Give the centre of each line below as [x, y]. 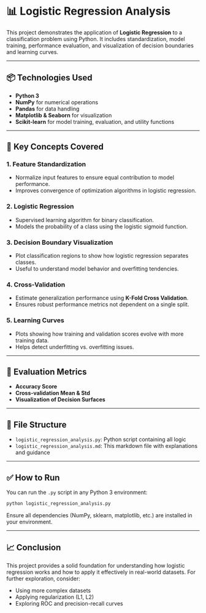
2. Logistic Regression [40, 207]
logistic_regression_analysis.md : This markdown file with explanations [106, 446]
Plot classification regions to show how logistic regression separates [102, 256]
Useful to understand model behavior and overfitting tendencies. [97, 269]
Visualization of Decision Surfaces [60, 399]
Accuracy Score [36, 387]
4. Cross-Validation [36, 284]
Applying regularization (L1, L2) [55, 597]
